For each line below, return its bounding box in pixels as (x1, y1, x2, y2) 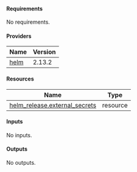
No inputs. (6, 131, 32, 138)
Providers (6, 32, 32, 40)
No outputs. (6, 159, 36, 167)
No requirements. (6, 18, 51, 26)
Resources (6, 75, 35, 82)
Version (32, 48, 56, 56)
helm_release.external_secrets (9, 101, 96, 109)
